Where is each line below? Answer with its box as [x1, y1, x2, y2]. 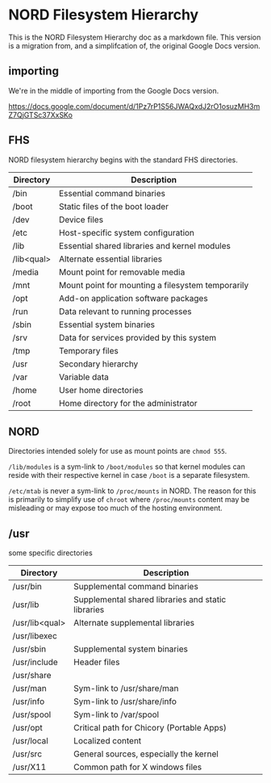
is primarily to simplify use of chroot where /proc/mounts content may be [8, 495, 250, 505]
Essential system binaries [59, 319, 156, 330]
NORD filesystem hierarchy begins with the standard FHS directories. [8, 155, 238, 165]
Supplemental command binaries [73, 581, 199, 592]
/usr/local [12, 735, 48, 747]
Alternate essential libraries [59, 253, 163, 264]
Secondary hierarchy [59, 358, 139, 369]
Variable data [59, 371, 109, 383]
